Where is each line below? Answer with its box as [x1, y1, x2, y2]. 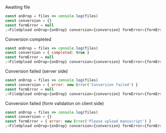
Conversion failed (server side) [5, 68, 68, 74]
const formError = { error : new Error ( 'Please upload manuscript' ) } [5, 119, 152, 124]
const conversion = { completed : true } [5, 50, 90, 55]
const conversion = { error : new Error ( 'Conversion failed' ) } [5, 82, 138, 87]
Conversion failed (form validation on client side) [5, 100, 104, 106]
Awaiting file [5, 4, 31, 10]
